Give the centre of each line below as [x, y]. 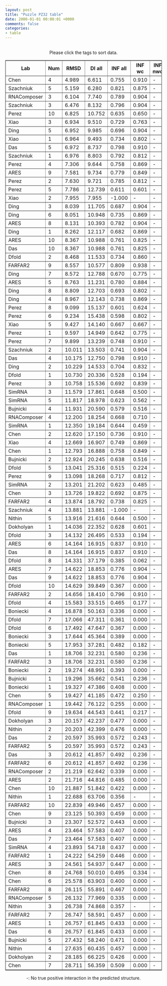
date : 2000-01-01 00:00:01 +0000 [40, 19]
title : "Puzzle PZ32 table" [34, 14]
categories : [17, 28]
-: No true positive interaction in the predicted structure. [83, 978]
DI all [96, 68]
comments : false [22, 24]
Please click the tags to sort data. [83, 52]
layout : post [19, 10]
